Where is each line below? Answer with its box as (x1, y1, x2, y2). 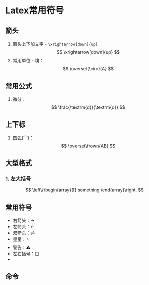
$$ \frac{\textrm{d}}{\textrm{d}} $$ (51, 104, 126, 110)
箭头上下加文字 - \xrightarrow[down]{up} (12, 41, 98, 47)
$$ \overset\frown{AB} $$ (61, 143, 116, 149)
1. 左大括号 (5, 175, 31, 182)
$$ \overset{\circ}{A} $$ (62, 66, 114, 71)
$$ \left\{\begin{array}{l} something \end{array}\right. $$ (25, 187, 144, 193)
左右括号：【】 (12, 251, 42, 257)
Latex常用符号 (5, 5, 64, 16)
